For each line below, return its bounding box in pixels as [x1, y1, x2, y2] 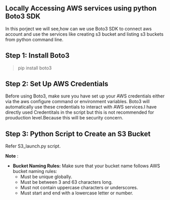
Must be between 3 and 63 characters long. [20, 179, 113, 185]
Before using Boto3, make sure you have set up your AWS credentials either [5, 93, 165, 99]
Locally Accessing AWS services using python [5, 4, 157, 13]
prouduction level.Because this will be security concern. [5, 115, 124, 121]
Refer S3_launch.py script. [5, 143, 61, 149]
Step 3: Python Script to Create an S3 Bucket [5, 130, 151, 138]
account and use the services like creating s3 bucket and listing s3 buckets [5, 31, 164, 37]
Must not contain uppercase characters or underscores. [20, 185, 138, 191]
